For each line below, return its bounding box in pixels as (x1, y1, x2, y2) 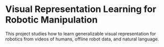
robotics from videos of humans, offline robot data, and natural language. (5, 36, 159, 42)
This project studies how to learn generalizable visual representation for (5, 30, 156, 36)
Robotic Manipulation (5, 14, 98, 25)
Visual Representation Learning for (5, 3, 156, 15)
